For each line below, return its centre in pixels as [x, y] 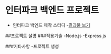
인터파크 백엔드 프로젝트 [52, 10]
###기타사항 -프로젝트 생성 [32, 46]
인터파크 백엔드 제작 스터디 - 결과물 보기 [51, 25]
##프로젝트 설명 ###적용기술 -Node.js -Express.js [56, 35]
